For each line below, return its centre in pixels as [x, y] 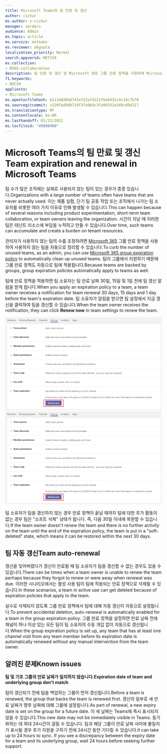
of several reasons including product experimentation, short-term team [78, 213]
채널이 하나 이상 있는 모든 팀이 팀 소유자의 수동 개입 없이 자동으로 [68, 625]
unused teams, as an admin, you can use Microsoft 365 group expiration [79, 253]
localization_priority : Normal [38, 52]
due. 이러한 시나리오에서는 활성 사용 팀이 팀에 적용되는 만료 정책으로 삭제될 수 [81, 584]
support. [14, 746]
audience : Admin [22, 32]
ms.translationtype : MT [30, 110]
